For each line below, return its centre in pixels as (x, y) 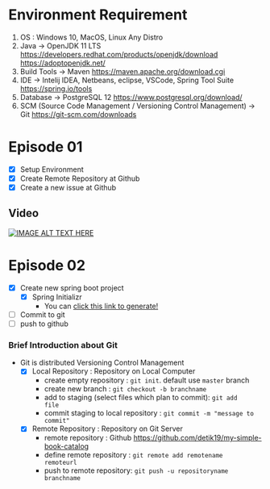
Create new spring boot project (72, 287)
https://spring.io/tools (56, 88)
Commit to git (43, 314)
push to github (44, 324)
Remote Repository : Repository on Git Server (108, 428)
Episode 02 (47, 266)
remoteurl (60, 463)
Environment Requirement (98, 15)
